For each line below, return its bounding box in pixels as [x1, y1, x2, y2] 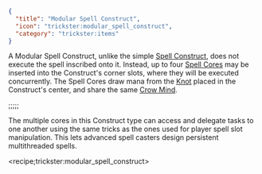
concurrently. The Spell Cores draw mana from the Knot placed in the [8, 76, 237, 87]
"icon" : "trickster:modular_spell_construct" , [15, 22, 173, 30]
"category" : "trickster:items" [15, 29, 119, 37]
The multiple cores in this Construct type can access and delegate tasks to [8, 116, 254, 126]
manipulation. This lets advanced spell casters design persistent [8, 133, 219, 142]
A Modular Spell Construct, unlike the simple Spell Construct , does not [8, 52, 240, 61]
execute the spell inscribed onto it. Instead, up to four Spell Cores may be [8, 60, 249, 69]
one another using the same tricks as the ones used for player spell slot [8, 124, 243, 134]
